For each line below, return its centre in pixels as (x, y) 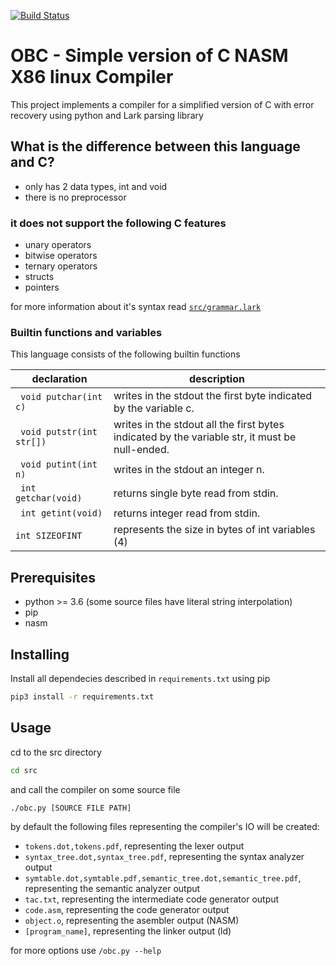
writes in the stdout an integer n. (189, 470)
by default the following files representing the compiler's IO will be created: (165, 827)
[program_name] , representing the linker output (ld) (128, 931)
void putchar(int (61, 397)
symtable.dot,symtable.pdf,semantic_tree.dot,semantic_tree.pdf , (163, 878)
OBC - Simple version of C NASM (149, 56)
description (217, 379)
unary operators (58, 245)
